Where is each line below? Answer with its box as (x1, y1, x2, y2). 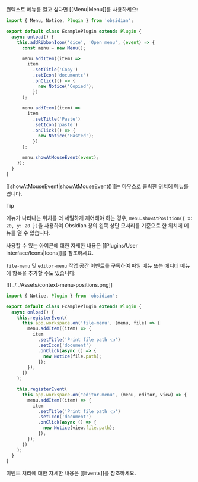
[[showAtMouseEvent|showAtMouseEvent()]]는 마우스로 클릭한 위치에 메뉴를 (6, 183, 189, 190)
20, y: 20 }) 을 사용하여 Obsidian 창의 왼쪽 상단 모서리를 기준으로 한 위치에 (6, 221, 183, 229)
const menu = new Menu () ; (21, 45, 86, 51)
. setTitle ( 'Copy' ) (32, 67, 78, 73)
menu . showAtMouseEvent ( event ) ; (21, 155, 100, 161)
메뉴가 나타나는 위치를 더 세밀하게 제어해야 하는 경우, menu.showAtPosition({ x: (6, 214, 193, 221)
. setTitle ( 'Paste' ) (32, 116, 81, 123)
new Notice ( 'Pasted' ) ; (37, 133, 94, 139)
